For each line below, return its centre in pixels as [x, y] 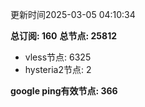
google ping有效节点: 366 [64, 91]
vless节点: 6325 [58, 57]
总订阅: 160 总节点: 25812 [63, 36]
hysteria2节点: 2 [58, 69]
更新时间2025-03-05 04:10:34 [73, 14]
